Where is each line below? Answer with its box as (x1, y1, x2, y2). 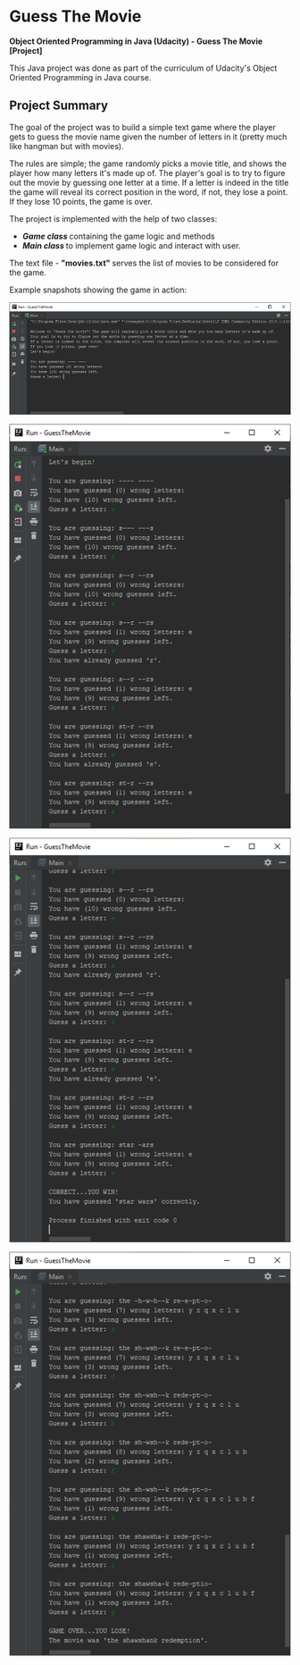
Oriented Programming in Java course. (9, 71, 152, 82)
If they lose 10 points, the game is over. (9, 196, 154, 206)
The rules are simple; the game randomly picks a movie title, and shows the (9, 158, 287, 169)
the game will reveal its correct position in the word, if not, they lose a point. (9, 186, 288, 198)
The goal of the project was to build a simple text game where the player (9, 122, 276, 132)
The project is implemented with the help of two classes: (9, 213, 218, 224)
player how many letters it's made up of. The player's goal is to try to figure (9, 167, 286, 178)
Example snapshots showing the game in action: (9, 284, 187, 295)
